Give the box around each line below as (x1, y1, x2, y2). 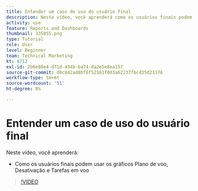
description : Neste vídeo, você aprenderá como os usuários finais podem (6, 14, 193, 20)
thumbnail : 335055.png (6, 31, 62, 37)
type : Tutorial (6, 36, 44, 42)
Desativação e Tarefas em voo (14, 167, 90, 174)
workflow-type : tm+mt (6, 75, 60, 81)
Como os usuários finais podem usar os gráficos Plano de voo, (14, 160, 168, 167)
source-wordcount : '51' (6, 81, 65, 87)
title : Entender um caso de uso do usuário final (6, 8, 132, 15)
